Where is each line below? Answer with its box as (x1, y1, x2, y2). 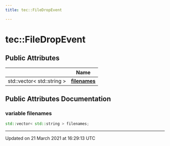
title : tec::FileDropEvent (5, 7, 62, 13)
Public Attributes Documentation (5, 95, 111, 103)
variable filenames (5, 109, 52, 117)
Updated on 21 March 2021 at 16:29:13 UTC (5, 135, 96, 141)
